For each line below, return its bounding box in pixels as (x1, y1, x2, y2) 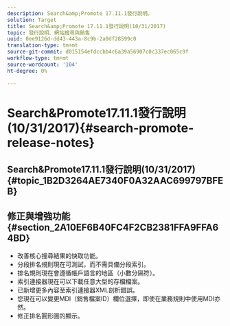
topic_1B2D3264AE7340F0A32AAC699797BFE (16, 175, 224, 187)
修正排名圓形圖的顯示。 (16, 312, 84, 320)
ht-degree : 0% (7, 67, 48, 74)
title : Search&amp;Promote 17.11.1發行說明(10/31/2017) (7, 23, 166, 30)
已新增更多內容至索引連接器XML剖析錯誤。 (16, 286, 139, 294)
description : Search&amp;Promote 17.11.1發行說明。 (7, 10, 153, 17)
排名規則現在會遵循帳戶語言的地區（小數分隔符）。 (16, 268, 159, 277)
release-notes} (7, 135, 95, 150)
